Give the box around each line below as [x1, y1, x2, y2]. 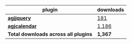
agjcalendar [7, 23, 37, 29]
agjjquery [7, 15, 31, 21]
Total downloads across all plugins [7, 31, 92, 38]
